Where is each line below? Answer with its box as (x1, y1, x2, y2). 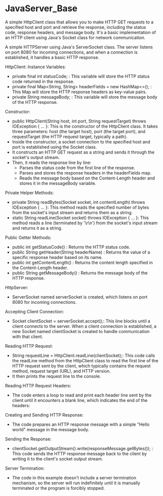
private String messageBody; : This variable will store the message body (12, 94, 158, 100)
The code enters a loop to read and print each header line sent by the (12, 392, 152, 398)
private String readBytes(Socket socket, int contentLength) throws (12, 199, 145, 205)
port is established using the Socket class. (12, 144, 97, 150)
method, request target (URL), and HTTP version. (12, 368, 111, 374)
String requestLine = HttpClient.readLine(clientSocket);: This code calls (12, 352, 155, 358)
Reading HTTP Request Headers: (5, 382, 72, 388)
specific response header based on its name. (12, 254, 103, 260)
